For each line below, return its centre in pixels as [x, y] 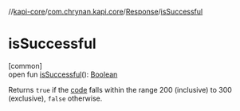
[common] [25, 65]
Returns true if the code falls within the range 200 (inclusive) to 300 [120, 89]
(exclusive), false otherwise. [55, 98]
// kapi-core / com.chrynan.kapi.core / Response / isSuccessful [106, 12]
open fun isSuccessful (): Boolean [63, 74]
